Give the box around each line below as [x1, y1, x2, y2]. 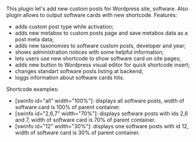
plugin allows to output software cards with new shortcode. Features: [6, 11, 177, 19]
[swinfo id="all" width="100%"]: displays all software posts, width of [14, 97, 185, 104]
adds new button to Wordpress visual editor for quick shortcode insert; [14, 61, 190, 68]
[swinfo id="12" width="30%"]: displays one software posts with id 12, [14, 123, 189, 129]
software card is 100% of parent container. [14, 104, 121, 110]
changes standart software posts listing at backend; [14, 68, 144, 74]
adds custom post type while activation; [14, 23, 114, 30]
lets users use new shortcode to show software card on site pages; [14, 55, 182, 62]
